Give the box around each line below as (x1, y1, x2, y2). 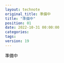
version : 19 (5, 39, 29, 44)
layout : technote (5, 7, 40, 12)
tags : (5, 34, 16, 39)
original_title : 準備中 (5, 12, 51, 16)
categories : (5, 30, 29, 34)
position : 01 (5, 20, 32, 26)
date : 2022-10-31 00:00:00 (5, 25, 60, 30)
